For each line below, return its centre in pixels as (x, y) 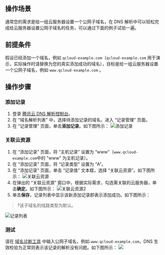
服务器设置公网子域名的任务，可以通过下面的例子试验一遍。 (78, 28)
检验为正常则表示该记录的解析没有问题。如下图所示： (63, 247)
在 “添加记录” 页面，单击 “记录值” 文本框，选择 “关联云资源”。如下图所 (83, 170)
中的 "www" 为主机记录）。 (64, 158)
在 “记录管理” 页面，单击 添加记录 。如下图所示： (61, 126)
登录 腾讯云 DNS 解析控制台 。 (42, 114)
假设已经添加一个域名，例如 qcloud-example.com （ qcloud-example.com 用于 (81, 58)
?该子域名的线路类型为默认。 (46, 205)
